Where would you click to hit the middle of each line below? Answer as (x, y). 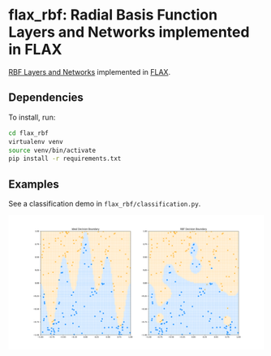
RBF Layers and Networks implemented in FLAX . (90, 72)
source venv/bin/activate (52, 150)
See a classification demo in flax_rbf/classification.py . (105, 204)
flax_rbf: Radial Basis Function (113, 15)
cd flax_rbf (28, 133)
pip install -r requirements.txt (65, 159)
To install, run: (32, 117)
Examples (34, 184)
